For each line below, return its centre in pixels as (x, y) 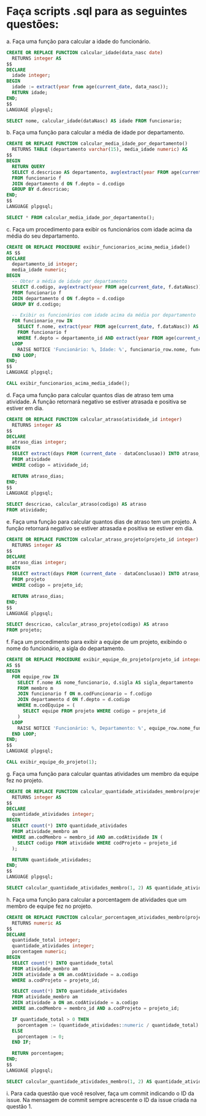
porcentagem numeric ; (40, 952)
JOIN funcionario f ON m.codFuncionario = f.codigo (85, 694)
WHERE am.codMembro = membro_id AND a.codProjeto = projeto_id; (96, 1009)
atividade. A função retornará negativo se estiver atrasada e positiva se (97, 401)
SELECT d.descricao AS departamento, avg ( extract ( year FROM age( (97, 172)
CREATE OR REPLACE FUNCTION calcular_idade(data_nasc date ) (85, 52)
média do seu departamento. (43, 236)
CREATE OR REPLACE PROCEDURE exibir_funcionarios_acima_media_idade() (98, 247)
